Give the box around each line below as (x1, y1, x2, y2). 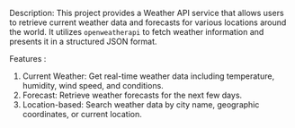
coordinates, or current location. (22, 109, 142, 119)
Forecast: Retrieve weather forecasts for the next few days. (22, 90, 243, 100)
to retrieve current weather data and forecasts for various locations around (9, 17, 287, 28)
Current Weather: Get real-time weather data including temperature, (22, 71, 275, 81)
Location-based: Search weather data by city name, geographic (22, 99, 260, 110)
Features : (9, 54, 47, 64)
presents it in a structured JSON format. (9, 36, 157, 47)
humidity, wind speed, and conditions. (22, 81, 164, 90)
